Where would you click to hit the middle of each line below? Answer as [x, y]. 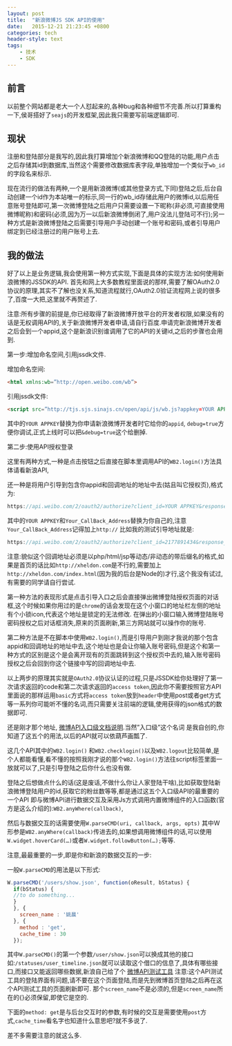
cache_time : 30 [43, 934]
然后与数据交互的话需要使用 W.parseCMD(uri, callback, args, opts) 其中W [114, 823]
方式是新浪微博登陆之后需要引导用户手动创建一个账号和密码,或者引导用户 [117, 223]
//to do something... [45, 895]
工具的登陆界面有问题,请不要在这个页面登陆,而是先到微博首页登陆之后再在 [112, 980]
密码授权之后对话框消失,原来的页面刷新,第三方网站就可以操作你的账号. [107, 623]
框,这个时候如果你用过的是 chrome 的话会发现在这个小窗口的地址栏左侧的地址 [114, 606]
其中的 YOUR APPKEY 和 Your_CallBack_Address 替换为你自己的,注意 [97, 520]
